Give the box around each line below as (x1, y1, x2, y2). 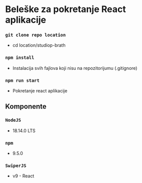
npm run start (5, 77, 40, 83)
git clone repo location (5, 32, 66, 38)
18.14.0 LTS (12, 127, 36, 134)
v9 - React (12, 173, 35, 179)
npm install (5, 55, 35, 61)
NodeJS (5, 117, 22, 123)
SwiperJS (5, 162, 27, 168)
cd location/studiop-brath (12, 42, 66, 48)
